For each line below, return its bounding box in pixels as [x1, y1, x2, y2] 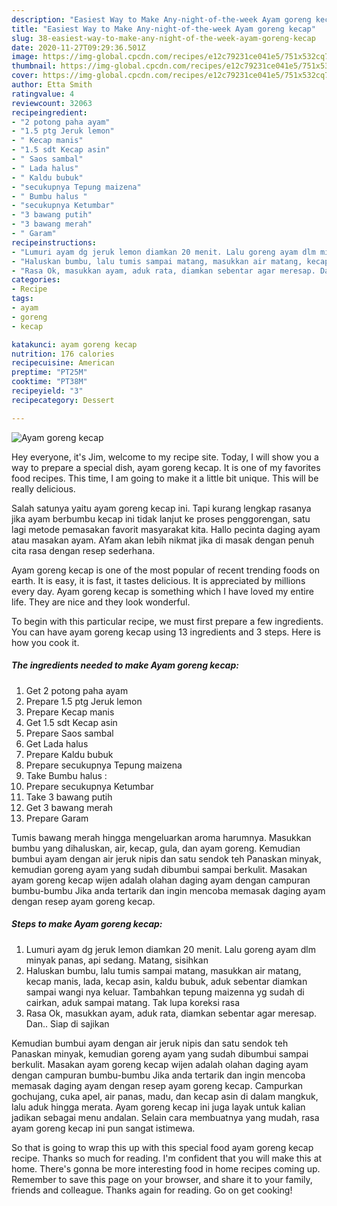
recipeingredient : [11, 107, 88, 118]
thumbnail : [11, 61, 57, 71]
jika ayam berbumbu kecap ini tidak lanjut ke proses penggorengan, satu [11, 512, 311, 525]
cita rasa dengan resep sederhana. [11, 544, 156, 556]
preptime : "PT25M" [11, 367, 88, 378]
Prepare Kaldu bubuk [25, 748, 114, 760]
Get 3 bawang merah [25, 801, 114, 813]
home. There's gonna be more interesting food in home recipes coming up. [11, 1162, 321, 1175]
